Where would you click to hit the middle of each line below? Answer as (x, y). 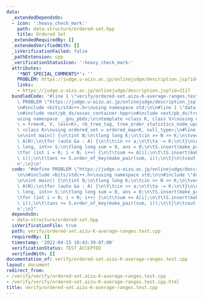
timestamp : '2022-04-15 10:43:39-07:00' (63, 243)
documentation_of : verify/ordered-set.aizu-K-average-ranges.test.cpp (97, 259)
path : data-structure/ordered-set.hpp (66, 29)
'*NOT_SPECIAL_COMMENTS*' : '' (55, 74)
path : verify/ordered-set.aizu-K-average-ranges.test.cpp (86, 231)
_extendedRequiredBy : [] (43, 40)
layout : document (28, 265)
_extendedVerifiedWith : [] (46, 46)
